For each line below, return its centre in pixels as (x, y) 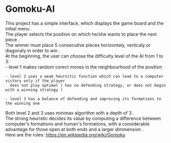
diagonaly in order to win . (33, 50)
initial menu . (19, 28)
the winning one (23, 103)
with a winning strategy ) (34, 90)
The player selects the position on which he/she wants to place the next (81, 34)
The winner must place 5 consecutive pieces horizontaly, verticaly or (78, 45)
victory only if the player (35, 81)
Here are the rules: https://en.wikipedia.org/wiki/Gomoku (65, 135)
